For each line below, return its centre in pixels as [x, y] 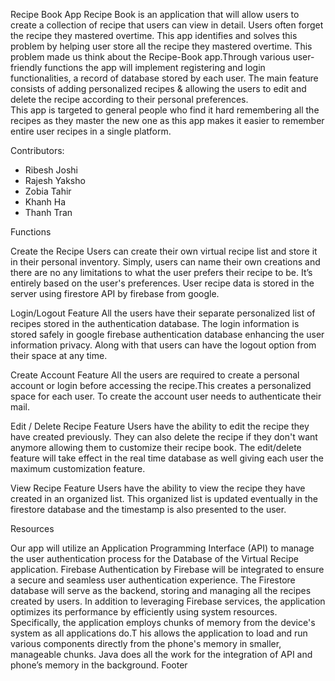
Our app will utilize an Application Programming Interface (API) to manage [162, 548]
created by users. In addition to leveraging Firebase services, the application [168, 601]
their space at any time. [59, 355]
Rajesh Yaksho [55, 180]
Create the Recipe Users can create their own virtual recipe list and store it [164, 251]
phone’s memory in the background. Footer [99, 665]
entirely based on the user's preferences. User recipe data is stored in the [162, 283]
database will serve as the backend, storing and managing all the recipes [161, 590]
